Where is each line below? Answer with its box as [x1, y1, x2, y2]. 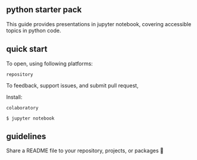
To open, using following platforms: [6, 59, 93, 67]
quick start [6, 44, 48, 54]
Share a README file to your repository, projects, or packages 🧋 [6, 147, 164, 154]
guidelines [6, 131, 47, 142]
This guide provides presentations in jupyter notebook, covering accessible [6, 20, 192, 27]
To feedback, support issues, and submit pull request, [6, 81, 139, 89]
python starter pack [6, 5, 82, 15]
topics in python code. [6, 27, 61, 34]
